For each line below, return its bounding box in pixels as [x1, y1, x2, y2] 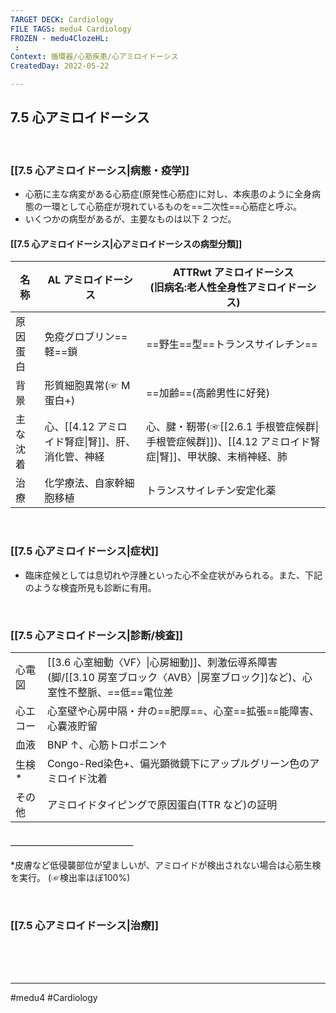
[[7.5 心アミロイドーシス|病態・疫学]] [10, 163, 190, 177]
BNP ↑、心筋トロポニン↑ [46, 737, 168, 751]
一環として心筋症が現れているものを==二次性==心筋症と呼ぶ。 [42, 201, 303, 213]
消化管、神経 [44, 450, 105, 464]
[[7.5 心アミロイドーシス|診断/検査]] [10, 628, 183, 642]
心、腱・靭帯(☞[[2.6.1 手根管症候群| [145, 420, 319, 434]
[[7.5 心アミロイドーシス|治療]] [10, 919, 159, 933]
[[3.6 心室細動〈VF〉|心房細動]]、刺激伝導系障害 [46, 655, 278, 669]
